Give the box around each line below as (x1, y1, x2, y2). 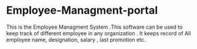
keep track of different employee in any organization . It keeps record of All (6, 29, 192, 36)
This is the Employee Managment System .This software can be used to (6, 23, 183, 30)
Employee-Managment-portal (6, 4, 158, 17)
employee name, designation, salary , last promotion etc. (6, 36, 146, 43)
